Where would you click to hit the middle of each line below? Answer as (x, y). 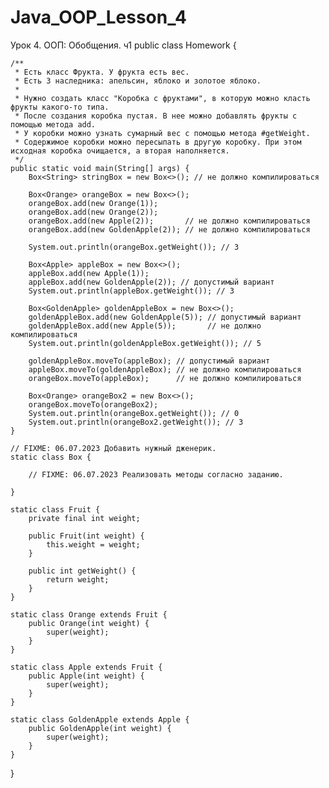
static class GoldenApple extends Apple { (100, 719)
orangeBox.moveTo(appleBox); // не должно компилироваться (165, 378)
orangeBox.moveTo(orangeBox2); (93, 404)
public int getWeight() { (82, 571)
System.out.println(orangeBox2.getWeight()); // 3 (136, 422)
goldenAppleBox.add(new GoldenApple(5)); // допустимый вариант (165, 317)
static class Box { (51, 457)
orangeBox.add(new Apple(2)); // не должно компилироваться (169, 221)
